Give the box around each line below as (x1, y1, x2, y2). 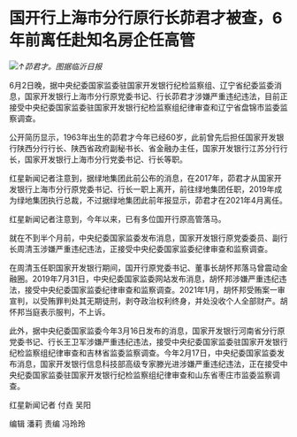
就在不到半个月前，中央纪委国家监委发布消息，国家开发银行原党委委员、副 (9, 232, 280, 243)
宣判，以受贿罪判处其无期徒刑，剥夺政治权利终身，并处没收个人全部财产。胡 (9, 295, 288, 306)
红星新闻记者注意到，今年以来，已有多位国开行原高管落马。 (9, 213, 226, 224)
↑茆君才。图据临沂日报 (18, 61, 103, 72)
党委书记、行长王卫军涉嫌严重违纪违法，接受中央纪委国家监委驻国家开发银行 (9, 336, 288, 347)
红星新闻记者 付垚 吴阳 (9, 399, 91, 410)
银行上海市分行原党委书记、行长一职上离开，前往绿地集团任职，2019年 (16, 183, 275, 195)
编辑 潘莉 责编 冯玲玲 (9, 418, 86, 429)
